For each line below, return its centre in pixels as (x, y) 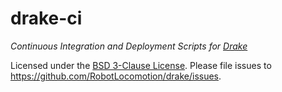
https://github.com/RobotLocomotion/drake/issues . (116, 76)
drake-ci (46, 18)
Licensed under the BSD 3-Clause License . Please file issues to (141, 65)
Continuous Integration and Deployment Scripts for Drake (129, 46)
